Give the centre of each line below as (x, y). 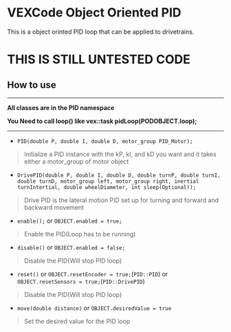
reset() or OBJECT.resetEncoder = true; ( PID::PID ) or (92, 274)
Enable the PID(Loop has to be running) (80, 234)
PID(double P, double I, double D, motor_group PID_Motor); (105, 141)
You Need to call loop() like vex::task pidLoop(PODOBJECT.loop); (102, 121)
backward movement (54, 207)
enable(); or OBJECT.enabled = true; (69, 221)
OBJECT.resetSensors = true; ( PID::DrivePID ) (81, 281)
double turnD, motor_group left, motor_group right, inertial (108, 181)
